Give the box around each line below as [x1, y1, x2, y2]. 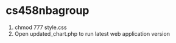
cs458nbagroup [5, 4, 90, 18]
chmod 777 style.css [14, 24, 68, 31]
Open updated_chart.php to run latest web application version [14, 30, 170, 37]
